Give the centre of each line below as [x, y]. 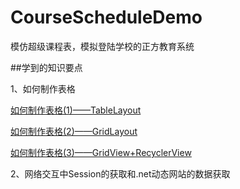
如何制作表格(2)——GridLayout [74, 131]
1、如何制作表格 [43, 88]
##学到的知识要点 [46, 67]
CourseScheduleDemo [106, 17]
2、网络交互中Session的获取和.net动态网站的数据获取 [120, 173]
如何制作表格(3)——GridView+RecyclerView [101, 152]
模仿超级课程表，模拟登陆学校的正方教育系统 [102, 46]
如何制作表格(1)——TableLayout [76, 110]
